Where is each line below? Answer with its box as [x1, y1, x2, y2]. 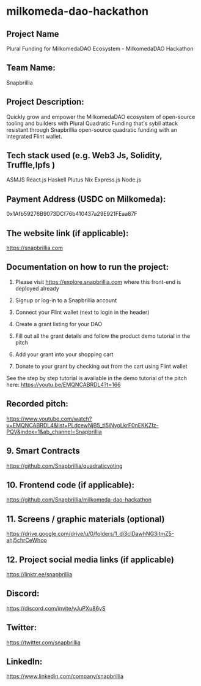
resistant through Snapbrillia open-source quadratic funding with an [6, 126, 177, 133]
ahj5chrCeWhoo [6, 536, 47, 544]
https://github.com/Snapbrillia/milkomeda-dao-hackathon [6, 496, 152, 503]
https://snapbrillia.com [6, 244, 63, 252]
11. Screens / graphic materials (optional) [6, 514, 165, 524]
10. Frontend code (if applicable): [6, 479, 134, 490]
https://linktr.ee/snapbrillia [6, 570, 73, 577]
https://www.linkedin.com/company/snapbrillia [6, 673, 124, 680]
